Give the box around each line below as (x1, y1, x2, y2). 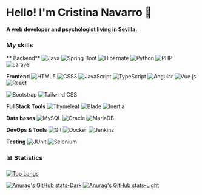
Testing (6, 138, 26, 145)
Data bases (6, 115, 35, 122)
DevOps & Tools (6, 126, 47, 134)
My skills (6, 41, 33, 49)
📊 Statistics (6, 154, 43, 162)
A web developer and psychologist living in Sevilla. (6, 26, 138, 33)
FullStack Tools (6, 103, 46, 110)
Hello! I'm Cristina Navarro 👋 (6, 5, 152, 19)
